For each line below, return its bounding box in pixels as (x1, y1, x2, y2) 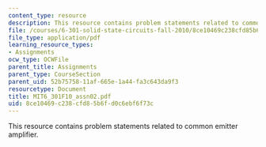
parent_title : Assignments (8, 63, 97, 71)
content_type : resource (8, 11, 87, 20)
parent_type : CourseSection (8, 70, 101, 78)
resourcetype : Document (8, 85, 87, 93)
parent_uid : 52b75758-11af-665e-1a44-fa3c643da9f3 (8, 77, 179, 85)
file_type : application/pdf (8, 33, 101, 42)
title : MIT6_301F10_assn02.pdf (8, 92, 112, 100)
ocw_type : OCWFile (8, 56, 69, 64)
